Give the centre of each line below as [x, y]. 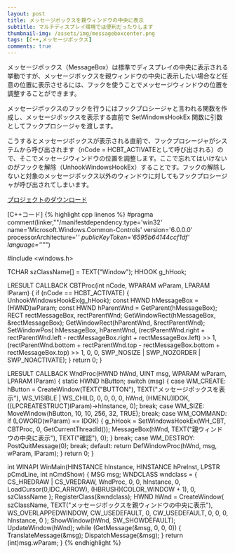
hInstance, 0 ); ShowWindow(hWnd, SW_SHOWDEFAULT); [92, 520]
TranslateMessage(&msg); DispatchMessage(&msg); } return [95, 535]
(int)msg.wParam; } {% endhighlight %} [64, 543]
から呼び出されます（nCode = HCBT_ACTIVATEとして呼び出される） [118, 149]
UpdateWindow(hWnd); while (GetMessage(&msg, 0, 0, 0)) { [94, 528]
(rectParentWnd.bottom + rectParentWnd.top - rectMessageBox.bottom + [114, 345]
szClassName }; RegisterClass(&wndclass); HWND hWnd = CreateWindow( [116, 496]
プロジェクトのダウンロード [47, 200]
